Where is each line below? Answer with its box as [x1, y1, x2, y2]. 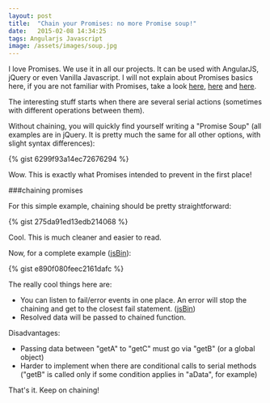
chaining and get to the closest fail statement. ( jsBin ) [19, 304, 196, 314]
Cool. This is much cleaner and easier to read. [8, 232, 162, 243]
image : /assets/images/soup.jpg [8, 42, 117, 50]
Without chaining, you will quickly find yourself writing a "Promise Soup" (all [8, 121, 262, 131]
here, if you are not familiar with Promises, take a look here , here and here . [8, 82, 257, 91]
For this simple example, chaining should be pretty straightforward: [8, 201, 232, 211]
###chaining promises [8, 185, 83, 195]
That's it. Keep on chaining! [8, 385, 99, 395]
